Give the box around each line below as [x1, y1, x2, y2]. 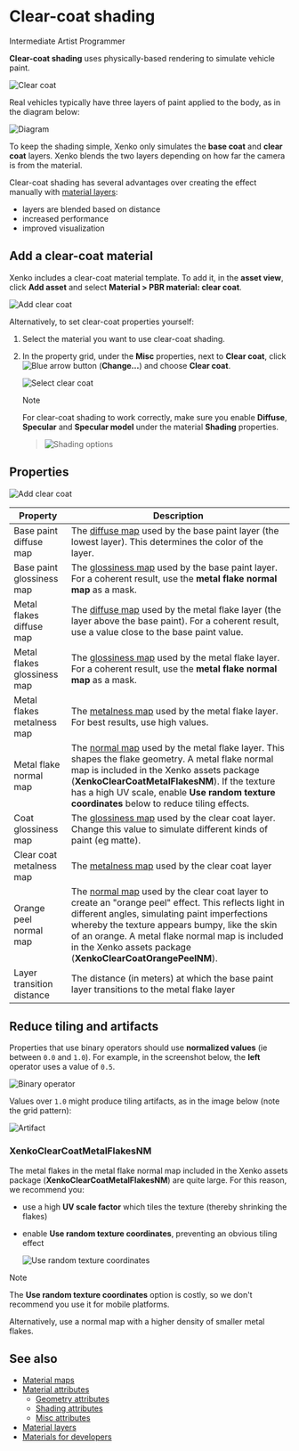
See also [9, 1351, 58, 1366]
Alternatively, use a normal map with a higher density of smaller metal [9, 1316, 265, 1326]
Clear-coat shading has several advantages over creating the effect [9, 176, 257, 188]
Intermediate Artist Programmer [9, 36, 126, 46]
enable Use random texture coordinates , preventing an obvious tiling [21, 1227, 278, 1239]
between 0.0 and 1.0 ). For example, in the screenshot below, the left [9, 1052, 261, 1063]
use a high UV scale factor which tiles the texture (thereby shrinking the [21, 1201, 287, 1212]
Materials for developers [21, 1431, 113, 1442]
